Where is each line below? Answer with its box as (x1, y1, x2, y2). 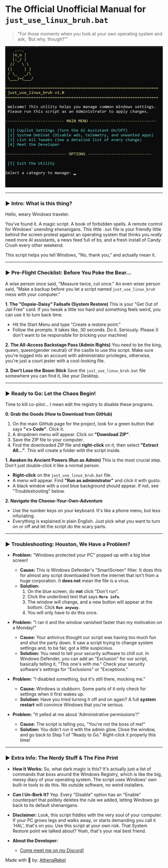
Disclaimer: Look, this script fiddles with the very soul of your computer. (12, 812, 162, 818)
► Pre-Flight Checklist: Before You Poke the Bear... (5, 269, 131, 276)
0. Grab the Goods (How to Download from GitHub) (5, 411, 112, 417)
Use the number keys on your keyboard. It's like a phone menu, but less (12, 508, 161, 514)
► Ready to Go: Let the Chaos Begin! (5, 390, 96, 397)
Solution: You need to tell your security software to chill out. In (19, 650, 149, 657)
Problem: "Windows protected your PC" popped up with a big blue (12, 552, 150, 558)
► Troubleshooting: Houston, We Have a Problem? (5, 540, 130, 547)
